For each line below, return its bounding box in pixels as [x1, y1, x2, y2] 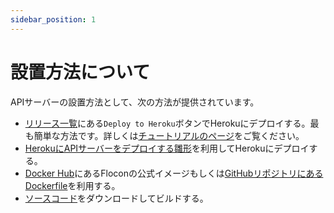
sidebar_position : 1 [10, 14, 97, 25]
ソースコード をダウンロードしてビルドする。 [24, 192, 209, 204]
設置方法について [10, 61, 151, 83]
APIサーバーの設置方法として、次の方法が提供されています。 [10, 96, 260, 108]
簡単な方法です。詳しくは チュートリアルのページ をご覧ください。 [33, 129, 305, 141]
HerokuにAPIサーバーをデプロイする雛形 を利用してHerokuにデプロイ [24, 142, 310, 154]
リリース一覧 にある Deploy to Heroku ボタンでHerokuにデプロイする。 [24, 117, 311, 129]
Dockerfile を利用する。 [24, 179, 121, 191]
